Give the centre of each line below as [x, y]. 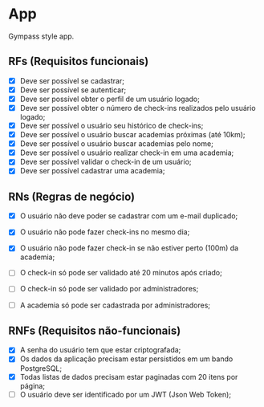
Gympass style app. [41, 36]
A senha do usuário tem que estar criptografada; [100, 350]
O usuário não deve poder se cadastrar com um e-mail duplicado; [129, 216]
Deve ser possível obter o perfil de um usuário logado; [110, 99]
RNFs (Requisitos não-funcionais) [95, 330]
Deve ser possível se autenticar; [73, 90]
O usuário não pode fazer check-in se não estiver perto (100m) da [129, 248]
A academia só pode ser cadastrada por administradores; [115, 305]
